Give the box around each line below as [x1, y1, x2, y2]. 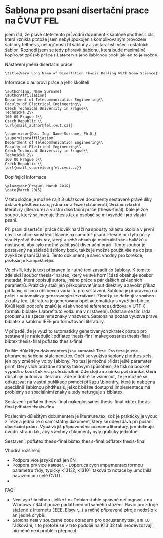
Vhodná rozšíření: [5, 447, 40, 453]
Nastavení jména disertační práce [5, 61, 72, 67]
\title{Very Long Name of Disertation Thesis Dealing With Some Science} [5, 71, 158, 75]
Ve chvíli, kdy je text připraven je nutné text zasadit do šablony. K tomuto [5, 267, 151, 273]
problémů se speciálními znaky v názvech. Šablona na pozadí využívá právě [5, 313, 158, 319]
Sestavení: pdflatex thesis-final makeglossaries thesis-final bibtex [5, 398, 137, 404]
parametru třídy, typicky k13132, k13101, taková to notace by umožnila [12, 467, 152, 473]
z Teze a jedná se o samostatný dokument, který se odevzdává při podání [5, 418, 153, 424]
